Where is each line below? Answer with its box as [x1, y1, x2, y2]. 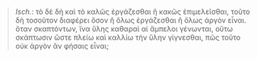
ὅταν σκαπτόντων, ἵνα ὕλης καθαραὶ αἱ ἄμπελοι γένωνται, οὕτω [15, 24, 234, 33]
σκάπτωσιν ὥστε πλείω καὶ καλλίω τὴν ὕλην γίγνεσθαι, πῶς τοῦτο [15, 32, 241, 42]
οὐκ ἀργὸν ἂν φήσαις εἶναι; [15, 41, 109, 51]
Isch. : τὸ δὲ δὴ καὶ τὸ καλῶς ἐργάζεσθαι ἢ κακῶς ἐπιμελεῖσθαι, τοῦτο [15, 7, 251, 16]
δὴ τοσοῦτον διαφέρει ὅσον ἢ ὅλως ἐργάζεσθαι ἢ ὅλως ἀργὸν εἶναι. [15, 15, 247, 25]
